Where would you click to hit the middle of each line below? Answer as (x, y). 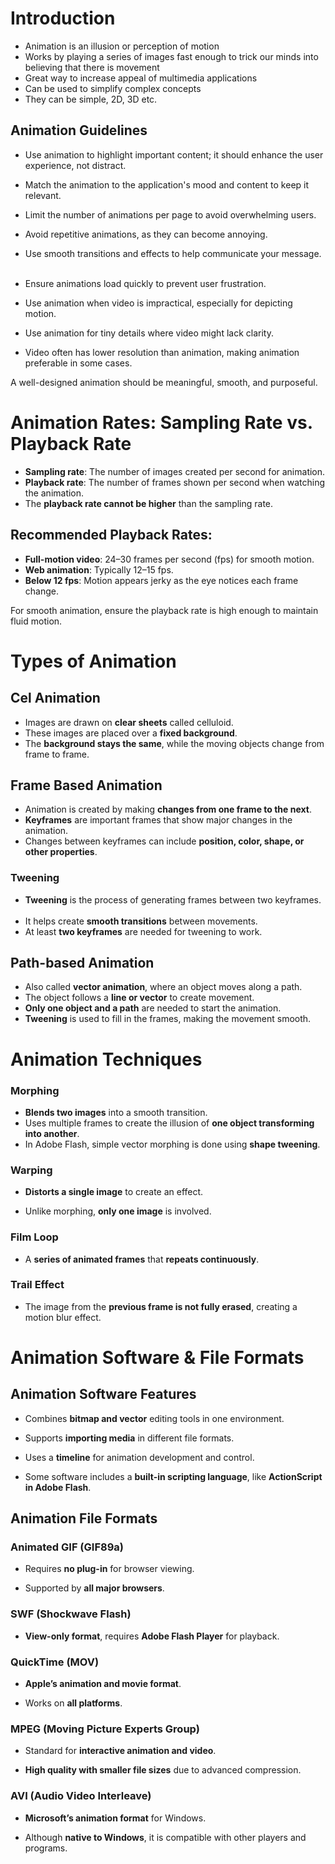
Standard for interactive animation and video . (120, 1751)
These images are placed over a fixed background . (131, 733)
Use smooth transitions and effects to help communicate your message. (173, 253)
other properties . (61, 852)
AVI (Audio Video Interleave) (81, 1796)
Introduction (63, 18)
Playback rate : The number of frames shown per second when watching (175, 482)
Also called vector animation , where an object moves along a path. (163, 987)
